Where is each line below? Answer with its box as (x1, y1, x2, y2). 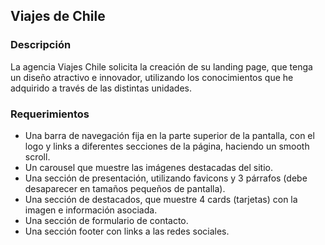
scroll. (24, 150, 51, 163)
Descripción (10, 38, 72, 52)
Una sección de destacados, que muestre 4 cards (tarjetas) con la (24, 193, 298, 205)
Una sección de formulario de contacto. (24, 214, 189, 226)
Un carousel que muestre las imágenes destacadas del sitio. (24, 161, 274, 173)
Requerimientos (10, 107, 90, 121)
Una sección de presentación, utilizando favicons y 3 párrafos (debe (24, 172, 308, 184)
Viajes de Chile (10, 8, 106, 25)
